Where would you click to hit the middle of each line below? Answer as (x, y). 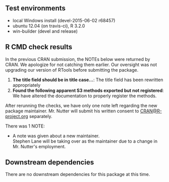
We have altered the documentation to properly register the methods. (84, 96)
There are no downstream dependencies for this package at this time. (78, 174)
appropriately (26, 85)
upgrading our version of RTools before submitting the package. (72, 70)
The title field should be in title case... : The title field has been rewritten (88, 80)
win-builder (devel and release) (45, 31)
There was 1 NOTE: (25, 126)
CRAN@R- (151, 111)
